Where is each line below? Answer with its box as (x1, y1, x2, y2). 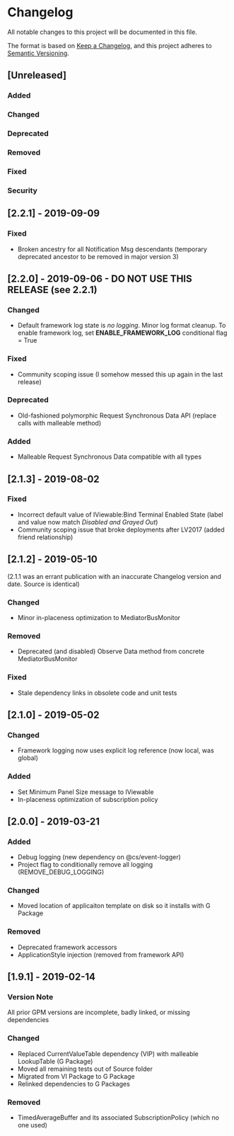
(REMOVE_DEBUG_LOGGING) (17, 868, 105, 876)
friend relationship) (17, 532, 74, 541)
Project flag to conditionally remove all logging (17, 861, 153, 869)
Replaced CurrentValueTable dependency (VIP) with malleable (17, 1049, 199, 1058)
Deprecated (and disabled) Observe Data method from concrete (17, 647, 205, 655)
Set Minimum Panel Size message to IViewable (17, 787, 154, 796)
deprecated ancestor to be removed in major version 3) (17, 252, 179, 260)
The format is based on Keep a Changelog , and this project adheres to (7, 41, 212, 50)
